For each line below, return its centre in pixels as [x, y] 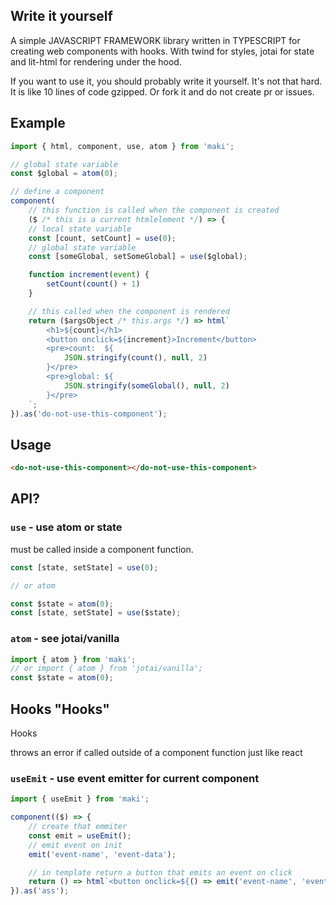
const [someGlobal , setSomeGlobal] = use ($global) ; [138, 257]
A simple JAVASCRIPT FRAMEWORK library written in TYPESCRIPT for [155, 40]
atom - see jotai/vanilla [65, 639]
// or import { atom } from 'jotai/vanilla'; [106, 669]
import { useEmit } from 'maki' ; [80, 799]
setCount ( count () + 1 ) [93, 284]
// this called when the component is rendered [129, 311]
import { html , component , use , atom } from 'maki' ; [122, 146]
